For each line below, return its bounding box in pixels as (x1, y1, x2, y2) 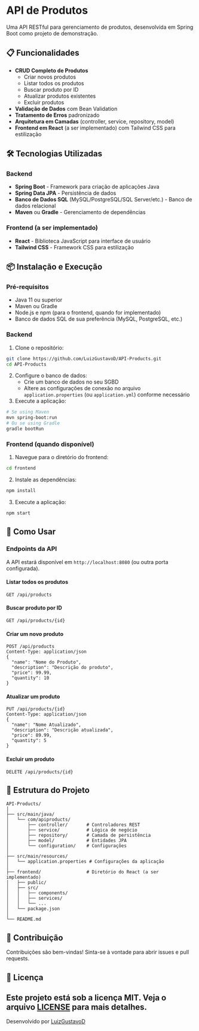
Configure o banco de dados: (14, 372, 88, 379)
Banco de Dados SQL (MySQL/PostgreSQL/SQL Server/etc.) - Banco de (14, 196, 192, 203)
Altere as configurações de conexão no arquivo (23, 385, 141, 392)
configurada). (6, 565, 40, 572)
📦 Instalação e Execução (6, 262, 103, 272)
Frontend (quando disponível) (6, 440, 94, 448)
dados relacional (14, 202, 56, 210)
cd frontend (6, 465, 36, 471)
